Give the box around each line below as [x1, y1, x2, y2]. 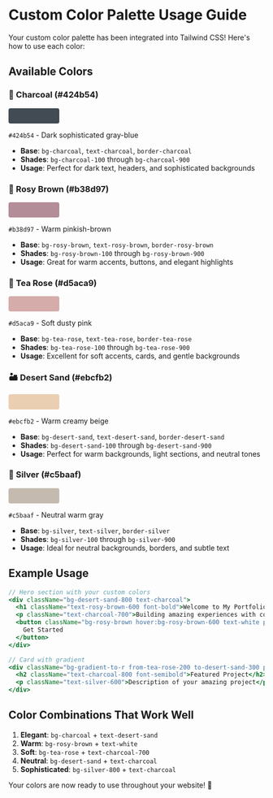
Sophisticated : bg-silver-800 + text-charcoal [19, 764, 176, 774]
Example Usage [8, 566, 89, 580]
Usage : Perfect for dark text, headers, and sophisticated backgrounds [19, 163, 256, 172]
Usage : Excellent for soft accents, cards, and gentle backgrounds [19, 351, 240, 361]
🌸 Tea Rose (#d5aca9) [8, 277, 97, 288]
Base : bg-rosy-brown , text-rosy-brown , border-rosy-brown [19, 240, 214, 249]
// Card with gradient [8, 656, 85, 664]
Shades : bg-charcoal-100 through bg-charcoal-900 [19, 154, 190, 164]
